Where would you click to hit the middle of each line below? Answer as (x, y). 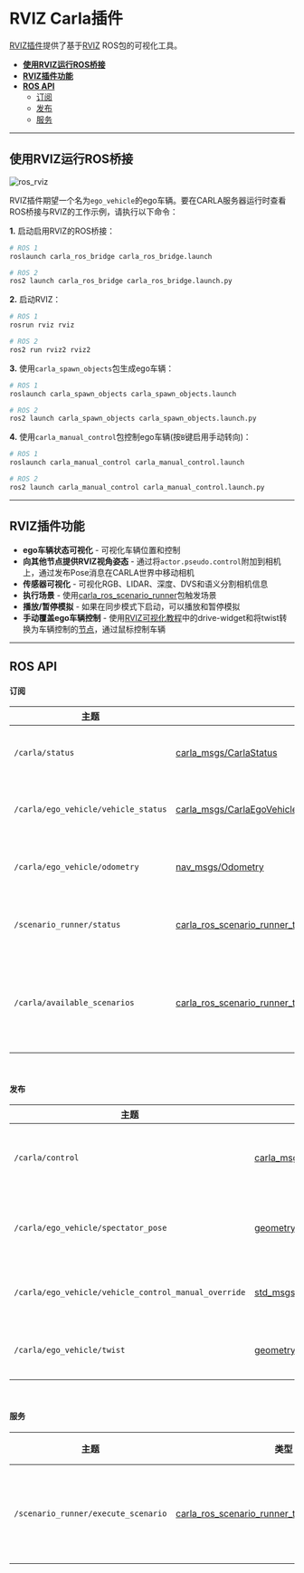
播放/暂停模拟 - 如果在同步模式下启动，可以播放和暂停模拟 (131, 606)
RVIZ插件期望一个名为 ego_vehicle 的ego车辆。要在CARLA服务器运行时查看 (148, 200)
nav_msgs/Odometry (220, 867)
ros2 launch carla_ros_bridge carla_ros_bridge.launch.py (121, 281)
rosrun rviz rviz (42, 325)
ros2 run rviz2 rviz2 (50, 349)
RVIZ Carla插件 (66, 19)
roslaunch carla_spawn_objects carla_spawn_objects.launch (123, 394)
